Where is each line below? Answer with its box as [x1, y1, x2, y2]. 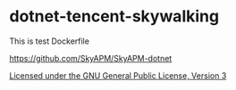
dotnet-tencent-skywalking [9, 6, 220, 27]
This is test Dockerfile [9, 36, 89, 46]
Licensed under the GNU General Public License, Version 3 [9, 70, 227, 81]
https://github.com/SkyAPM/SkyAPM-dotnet [9, 53, 173, 63]
